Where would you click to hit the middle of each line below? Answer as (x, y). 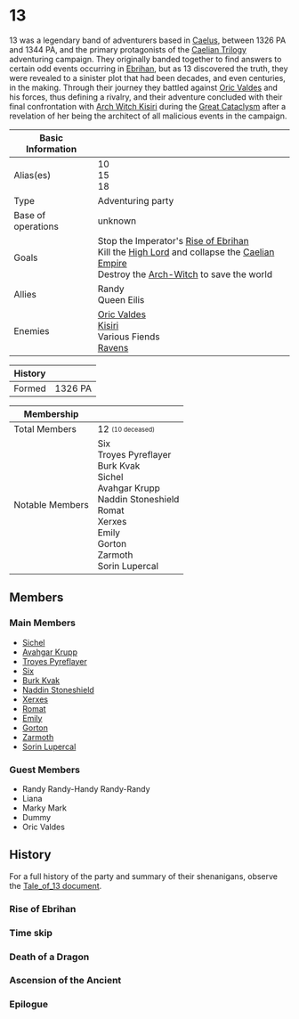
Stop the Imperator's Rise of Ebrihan (173, 240)
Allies (25, 294)
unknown (117, 221)
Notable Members (51, 504)
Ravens (113, 347)
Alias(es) (32, 175)
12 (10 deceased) (126, 428)
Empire (112, 263)
